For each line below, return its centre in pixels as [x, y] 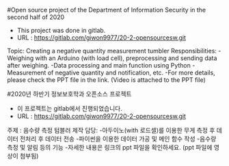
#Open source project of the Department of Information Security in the [107, 10]
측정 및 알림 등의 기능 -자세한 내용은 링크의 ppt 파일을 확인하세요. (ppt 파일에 [110, 147]
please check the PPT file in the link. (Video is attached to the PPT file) [107, 80]
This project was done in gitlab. [61, 30]
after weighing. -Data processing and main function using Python [99, 65]
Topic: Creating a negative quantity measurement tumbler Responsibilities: [112, 51]
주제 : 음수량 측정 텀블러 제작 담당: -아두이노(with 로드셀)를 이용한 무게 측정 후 [111, 130]
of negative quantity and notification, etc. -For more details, [131, 72]
